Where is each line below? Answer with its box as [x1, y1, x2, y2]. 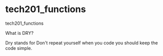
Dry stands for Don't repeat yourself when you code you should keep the [5, 39, 158, 46]
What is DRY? [5, 30, 34, 36]
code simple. [5, 45, 32, 51]
